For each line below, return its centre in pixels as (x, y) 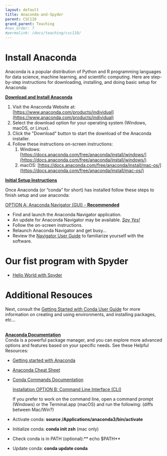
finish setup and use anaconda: (37, 195)
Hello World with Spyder (37, 275)
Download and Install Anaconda (39, 97)
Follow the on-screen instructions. (48, 225)
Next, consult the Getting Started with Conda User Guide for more (73, 309)
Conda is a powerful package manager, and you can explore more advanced (84, 340)
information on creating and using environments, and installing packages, (81, 314)
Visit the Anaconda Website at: (44, 107)
